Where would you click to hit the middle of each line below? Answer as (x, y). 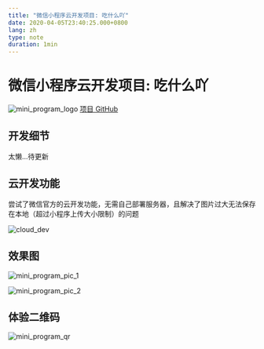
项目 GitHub (99, 109)
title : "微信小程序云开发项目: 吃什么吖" (69, 15)
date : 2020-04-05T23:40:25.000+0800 (68, 23)
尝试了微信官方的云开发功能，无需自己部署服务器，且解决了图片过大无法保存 (132, 204)
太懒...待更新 (29, 156)
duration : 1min (33, 45)
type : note (26, 37)
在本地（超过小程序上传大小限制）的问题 (73, 213)
